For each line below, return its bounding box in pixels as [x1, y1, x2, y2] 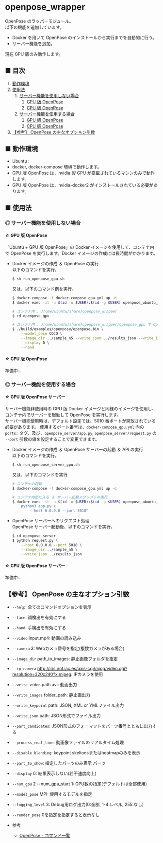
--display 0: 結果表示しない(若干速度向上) [12, 770, 97, 776]
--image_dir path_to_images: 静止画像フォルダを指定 [12, 656, 118, 661]
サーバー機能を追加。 [12, 40, 55, 46]
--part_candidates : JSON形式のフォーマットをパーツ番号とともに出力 [12, 723, 153, 729]
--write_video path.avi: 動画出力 [12, 681, 78, 687]
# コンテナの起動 [12, 481, 42, 486]
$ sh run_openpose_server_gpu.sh [12, 462, 80, 467]
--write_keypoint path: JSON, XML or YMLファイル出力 [12, 702, 124, 708]
